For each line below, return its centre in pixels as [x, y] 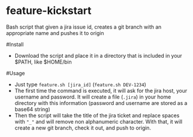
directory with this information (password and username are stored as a [101, 103]
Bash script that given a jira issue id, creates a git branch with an [84, 27]
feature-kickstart [49, 11]
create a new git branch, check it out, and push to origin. [83, 128]
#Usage [15, 73]
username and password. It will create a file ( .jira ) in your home [93, 97]
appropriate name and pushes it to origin [55, 33]
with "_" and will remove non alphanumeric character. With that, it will [98, 121]
